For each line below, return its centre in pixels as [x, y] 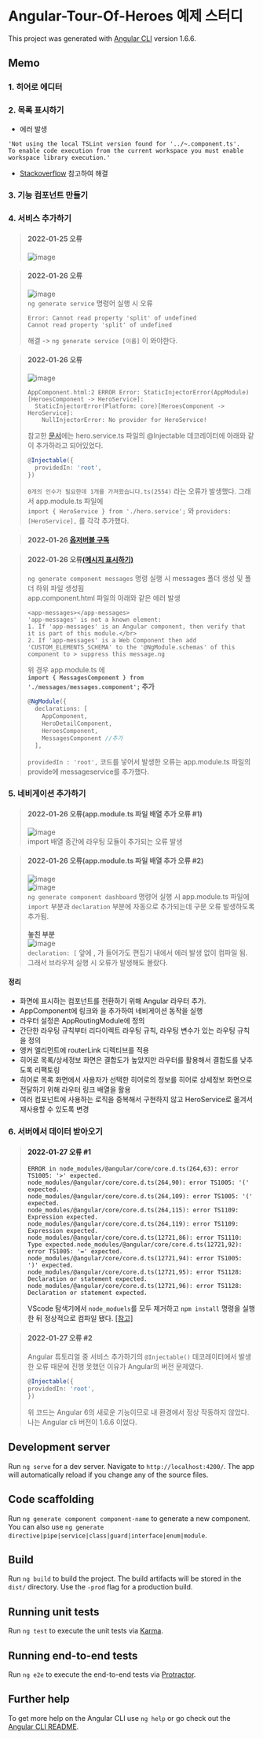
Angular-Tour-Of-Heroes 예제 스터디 [126, 16]
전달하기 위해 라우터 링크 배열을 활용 [75, 1090]
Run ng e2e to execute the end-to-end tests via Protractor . [102, 1674]
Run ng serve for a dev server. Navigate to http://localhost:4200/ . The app [131, 1466]
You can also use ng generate [56, 1526]
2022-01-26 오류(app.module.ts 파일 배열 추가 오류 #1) [115, 814]
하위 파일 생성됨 [60, 588]
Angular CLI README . [44, 1726]
